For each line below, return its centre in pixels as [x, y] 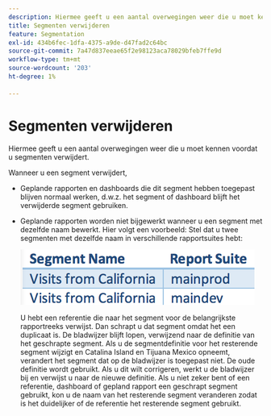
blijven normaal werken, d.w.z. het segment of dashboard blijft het [130, 197]
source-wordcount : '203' [50, 69]
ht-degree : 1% [32, 77]
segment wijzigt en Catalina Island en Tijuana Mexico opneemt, [125, 352]
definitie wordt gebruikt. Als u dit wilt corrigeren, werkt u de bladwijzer [137, 369]
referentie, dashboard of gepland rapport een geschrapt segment [129, 386]
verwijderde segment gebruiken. [74, 205]
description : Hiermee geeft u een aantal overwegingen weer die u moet [131, 17]
